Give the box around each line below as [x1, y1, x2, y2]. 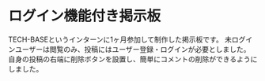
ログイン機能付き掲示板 [8, 7, 161, 25]
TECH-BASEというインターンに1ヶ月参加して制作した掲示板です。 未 [8, 35, 232, 44]
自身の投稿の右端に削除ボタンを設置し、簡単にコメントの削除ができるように [8, 54, 258, 64]
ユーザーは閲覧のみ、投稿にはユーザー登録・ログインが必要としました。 [14, 44, 251, 53]
